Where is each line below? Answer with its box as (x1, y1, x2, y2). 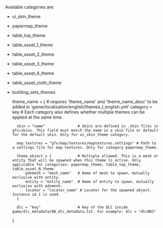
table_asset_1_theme (12, 42, 53, 48)
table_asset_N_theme (12, 166, 54, 171)
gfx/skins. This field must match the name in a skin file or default (12, 128, 159, 133)
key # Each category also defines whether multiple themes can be (12, 109, 145, 115)
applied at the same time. (12, 114, 63, 120)
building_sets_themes (12, 89, 56, 95)
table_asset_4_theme (12, 70, 54, 76)
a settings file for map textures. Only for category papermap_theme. (12, 145, 159, 150)
